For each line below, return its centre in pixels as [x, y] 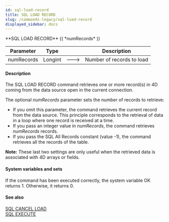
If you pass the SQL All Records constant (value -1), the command [82, 137]
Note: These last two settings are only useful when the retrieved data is [80, 152]
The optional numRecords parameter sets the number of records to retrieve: [85, 100]
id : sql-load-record [27, 10]
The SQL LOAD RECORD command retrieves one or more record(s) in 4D [81, 85]
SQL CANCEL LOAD [26, 208]
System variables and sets [34, 169]
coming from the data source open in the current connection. [69, 90]
